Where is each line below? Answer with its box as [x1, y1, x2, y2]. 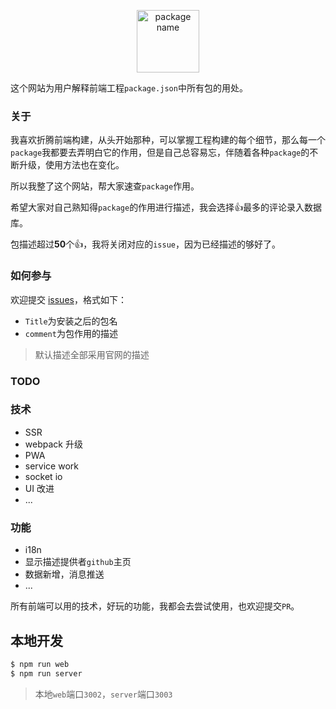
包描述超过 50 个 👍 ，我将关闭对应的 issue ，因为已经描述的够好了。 [10, 238, 281, 250]
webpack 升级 [24, 438, 83, 450]
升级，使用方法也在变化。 [18, 159, 125, 171]
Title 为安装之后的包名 [24, 315, 118, 327]
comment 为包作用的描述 [24, 327, 118, 339]
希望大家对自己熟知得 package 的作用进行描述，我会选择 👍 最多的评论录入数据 [10, 201, 323, 214]
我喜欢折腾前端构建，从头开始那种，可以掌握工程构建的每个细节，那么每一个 [10, 134, 326, 146]
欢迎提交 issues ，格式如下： [10, 293, 127, 305]
